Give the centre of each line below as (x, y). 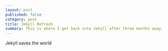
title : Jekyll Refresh (29, 24)
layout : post (19, 10)
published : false (23, 15)
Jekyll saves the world (29, 43)
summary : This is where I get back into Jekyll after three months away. (85, 29)
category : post (21, 19)
